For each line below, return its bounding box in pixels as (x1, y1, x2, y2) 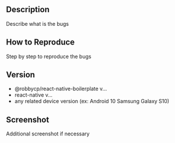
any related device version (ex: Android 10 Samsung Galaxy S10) (14, 98, 170, 105)
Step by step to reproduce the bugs (6, 53, 92, 60)
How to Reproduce (6, 38, 75, 47)
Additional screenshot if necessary (6, 130, 90, 137)
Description (6, 5, 50, 15)
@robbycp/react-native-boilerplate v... (14, 85, 107, 93)
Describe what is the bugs (6, 20, 69, 27)
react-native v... (14, 91, 52, 98)
